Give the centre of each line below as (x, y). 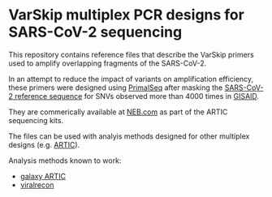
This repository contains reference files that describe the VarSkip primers (131, 54)
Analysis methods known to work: (65, 161)
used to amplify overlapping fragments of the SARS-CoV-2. (108, 63)
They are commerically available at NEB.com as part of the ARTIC (118, 112)
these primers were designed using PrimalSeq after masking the (116, 88)
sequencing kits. (36, 120)
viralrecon (37, 185)
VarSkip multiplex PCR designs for (127, 15)
